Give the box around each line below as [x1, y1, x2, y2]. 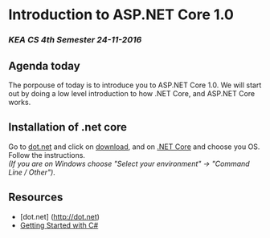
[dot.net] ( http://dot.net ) [19, 212, 100, 221]
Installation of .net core [8, 120, 127, 134]
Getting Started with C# [19, 220, 99, 230]
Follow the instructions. [8, 150, 86, 159]
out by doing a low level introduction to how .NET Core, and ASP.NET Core [8, 88, 256, 98]
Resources [8, 191, 63, 204]
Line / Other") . [8, 167, 56, 177]
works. [8, 97, 31, 107]
